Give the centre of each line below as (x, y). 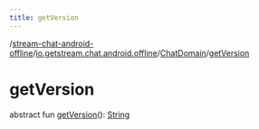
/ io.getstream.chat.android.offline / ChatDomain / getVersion (141, 53)
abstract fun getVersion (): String (70, 115)
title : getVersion (44, 18)
